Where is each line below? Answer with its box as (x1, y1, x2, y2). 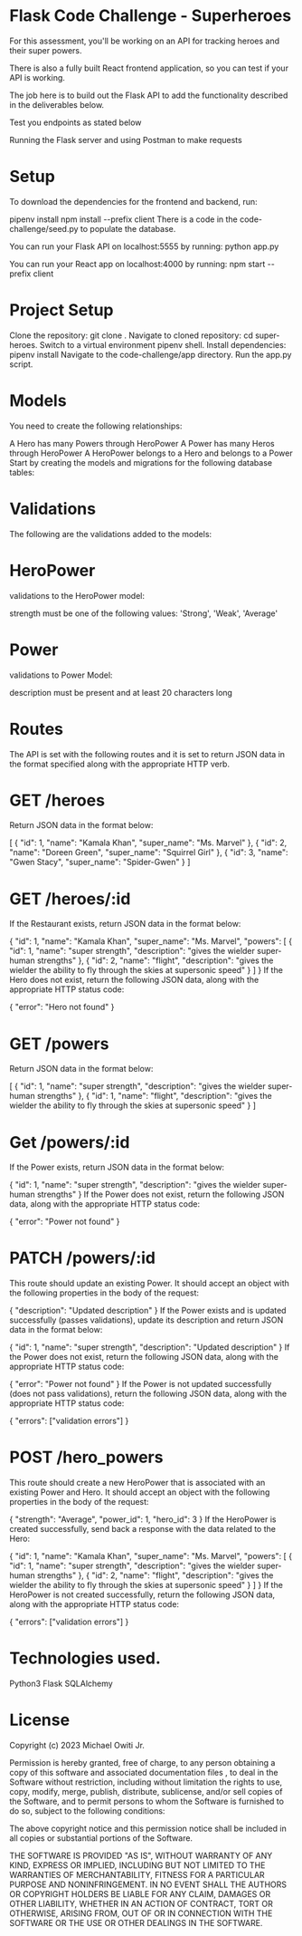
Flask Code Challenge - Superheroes (9, 5, 292, 26)
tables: (9, 467, 35, 477)
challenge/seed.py (9, 223, 79, 234)
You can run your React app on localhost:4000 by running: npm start (9, 258, 266, 269)
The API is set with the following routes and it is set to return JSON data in (9, 748, 286, 759)
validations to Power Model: (9, 669, 113, 680)
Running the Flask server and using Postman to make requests (9, 134, 242, 145)
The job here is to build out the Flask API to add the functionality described (9, 90, 288, 101)
